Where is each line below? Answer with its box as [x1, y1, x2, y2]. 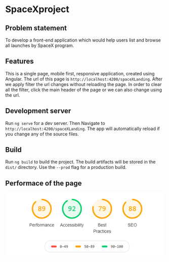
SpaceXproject [5, 4, 70, 15]
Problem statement [5, 24, 67, 32]
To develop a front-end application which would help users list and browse [5, 37, 161, 43]
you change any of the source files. [5, 130, 79, 137]
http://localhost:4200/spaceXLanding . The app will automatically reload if [5, 125, 160, 132]
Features [5, 57, 34, 66]
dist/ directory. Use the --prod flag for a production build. [5, 164, 126, 170]
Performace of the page [5, 179, 82, 188]
